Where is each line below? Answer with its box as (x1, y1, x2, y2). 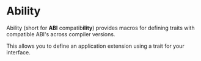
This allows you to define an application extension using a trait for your (6, 42, 185, 50)
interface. (6, 48, 31, 56)
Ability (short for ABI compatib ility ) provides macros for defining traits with (6, 24, 195, 31)
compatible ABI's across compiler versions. (6, 30, 115, 37)
